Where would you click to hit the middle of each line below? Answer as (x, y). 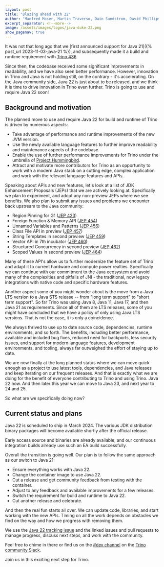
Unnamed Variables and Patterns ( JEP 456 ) (56, 226)
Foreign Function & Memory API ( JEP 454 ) (55, 220)
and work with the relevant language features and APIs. (68, 176)
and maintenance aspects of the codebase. (56, 149)
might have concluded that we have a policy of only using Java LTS (73, 312)
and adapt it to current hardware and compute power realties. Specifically (79, 266)
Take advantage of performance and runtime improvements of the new (83, 134)
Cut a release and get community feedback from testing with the (77, 480)
